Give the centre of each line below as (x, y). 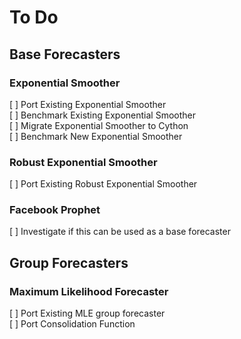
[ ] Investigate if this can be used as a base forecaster (120, 232)
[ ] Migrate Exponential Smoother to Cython (99, 125)
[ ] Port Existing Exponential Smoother (88, 104)
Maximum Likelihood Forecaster (89, 291)
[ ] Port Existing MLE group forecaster (87, 313)
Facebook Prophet (55, 210)
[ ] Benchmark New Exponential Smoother (96, 136)
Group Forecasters (69, 262)
